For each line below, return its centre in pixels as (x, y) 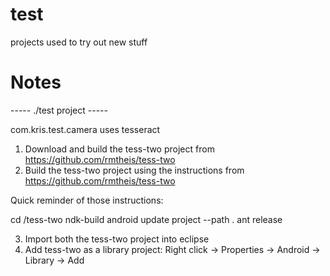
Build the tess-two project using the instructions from (134, 170)
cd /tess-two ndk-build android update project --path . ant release (146, 219)
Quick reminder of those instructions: (87, 200)
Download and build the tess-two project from (119, 149)
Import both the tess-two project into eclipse (117, 239)
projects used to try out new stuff (79, 42)
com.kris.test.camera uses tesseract (85, 129)
